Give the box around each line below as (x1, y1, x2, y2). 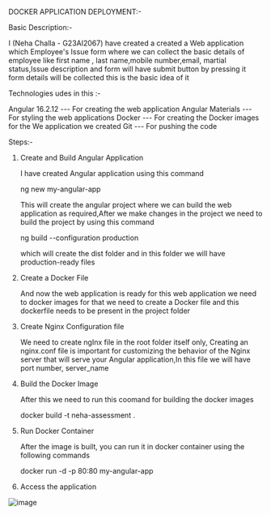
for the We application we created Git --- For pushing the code (8, 122, 218, 131)
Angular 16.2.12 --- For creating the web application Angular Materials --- (8, 105, 252, 114)
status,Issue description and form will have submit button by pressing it (8, 64, 247, 74)
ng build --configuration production (19, 233, 139, 242)
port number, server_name (19, 363, 109, 372)
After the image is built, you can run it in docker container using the (19, 442, 245, 451)
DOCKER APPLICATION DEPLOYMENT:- (8, 7, 142, 16)
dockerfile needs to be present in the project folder (19, 306, 191, 315)
